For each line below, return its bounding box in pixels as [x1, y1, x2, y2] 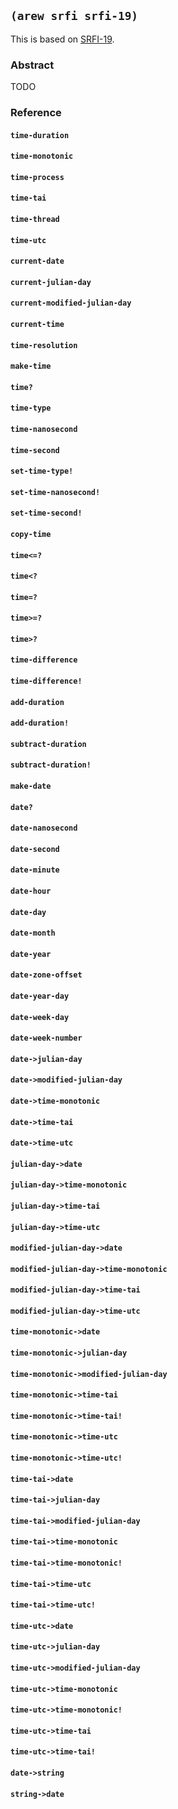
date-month [10, 928, 56, 939]
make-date [10, 781, 52, 792]
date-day [10, 907, 47, 917]
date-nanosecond [10, 823, 78, 834]
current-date [10, 256, 65, 267]
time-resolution [10, 340, 78, 350]
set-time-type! [10, 466, 74, 477]
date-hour [10, 886, 52, 896]
